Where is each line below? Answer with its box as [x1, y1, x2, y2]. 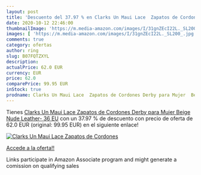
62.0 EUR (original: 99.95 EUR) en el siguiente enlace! [6, 121, 139, 128]
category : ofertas [6, 42, 52, 48]
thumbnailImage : [6, 25, 47, 32]
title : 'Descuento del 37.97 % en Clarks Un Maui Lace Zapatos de [6, 14, 178, 20]
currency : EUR [6, 70, 42, 76]
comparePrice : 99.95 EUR [6, 81, 68, 87]
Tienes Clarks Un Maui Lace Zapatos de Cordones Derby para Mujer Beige [6, 108, 191, 115]
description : [6, 59, 39, 65]
